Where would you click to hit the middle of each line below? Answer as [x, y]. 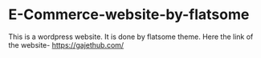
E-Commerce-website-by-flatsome [129, 15]
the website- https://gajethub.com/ [66, 44]
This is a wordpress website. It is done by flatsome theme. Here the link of [131, 37]
